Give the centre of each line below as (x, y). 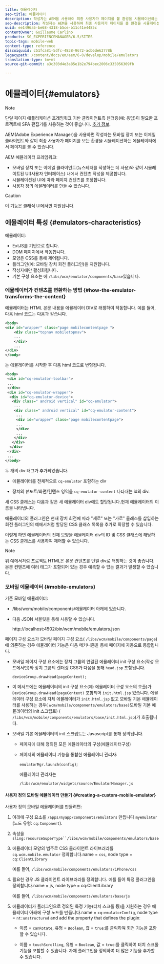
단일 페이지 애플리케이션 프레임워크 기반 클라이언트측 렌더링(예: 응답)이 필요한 (79, 118)
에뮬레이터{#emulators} (52, 94)
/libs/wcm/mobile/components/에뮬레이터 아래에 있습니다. (69, 609)
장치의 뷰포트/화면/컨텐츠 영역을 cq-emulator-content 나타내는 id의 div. (81, 491)
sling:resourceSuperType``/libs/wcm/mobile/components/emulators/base (85, 839)
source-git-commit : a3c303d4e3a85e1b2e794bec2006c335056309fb (70, 64)
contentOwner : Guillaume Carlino (39, 32)
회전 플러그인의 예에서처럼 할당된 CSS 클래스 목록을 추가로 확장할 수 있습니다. (79, 524)
